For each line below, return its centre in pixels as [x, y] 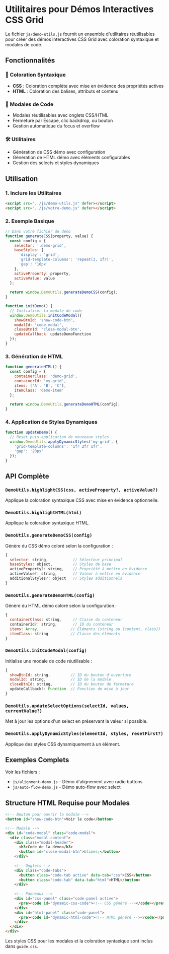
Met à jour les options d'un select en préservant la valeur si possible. [76, 721]
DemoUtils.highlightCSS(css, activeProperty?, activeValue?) [82, 490]
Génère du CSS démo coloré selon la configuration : [59, 546]
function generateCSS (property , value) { [49, 236]
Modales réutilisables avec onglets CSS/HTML [61, 115]
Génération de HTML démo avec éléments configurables [71, 158]
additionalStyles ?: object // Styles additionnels [66, 578]
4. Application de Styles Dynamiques [52, 422]
